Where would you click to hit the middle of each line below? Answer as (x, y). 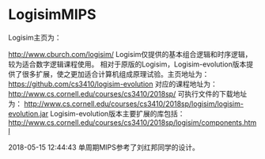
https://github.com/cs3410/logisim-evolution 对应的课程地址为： (113, 84)
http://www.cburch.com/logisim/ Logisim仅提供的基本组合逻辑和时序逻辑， (130, 54)
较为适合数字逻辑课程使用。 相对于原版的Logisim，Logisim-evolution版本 (127, 64)
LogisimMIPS (52, 15)
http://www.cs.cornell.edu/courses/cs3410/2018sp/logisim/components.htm (132, 122)
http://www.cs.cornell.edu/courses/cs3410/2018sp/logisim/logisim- (133, 104)
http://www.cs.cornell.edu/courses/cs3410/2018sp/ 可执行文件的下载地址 (128, 93)
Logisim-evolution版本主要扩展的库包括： (117, 113)
